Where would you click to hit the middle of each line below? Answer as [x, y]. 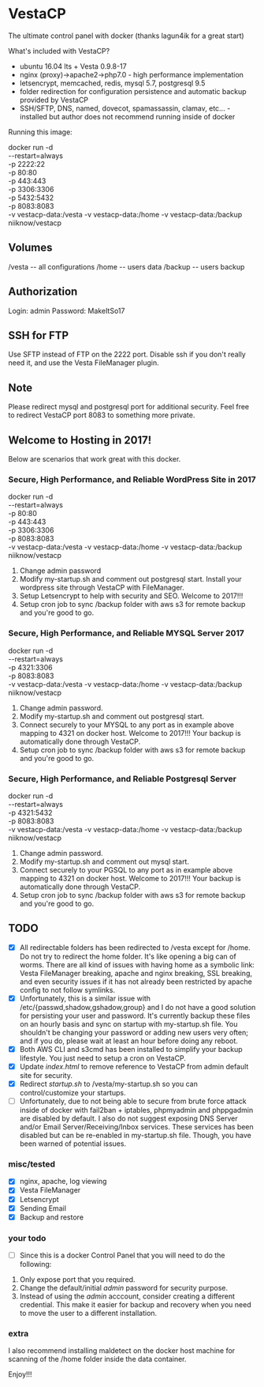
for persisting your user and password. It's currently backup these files [135, 1016]
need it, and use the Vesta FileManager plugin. [84, 363]
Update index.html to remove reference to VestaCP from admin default [134, 1066]
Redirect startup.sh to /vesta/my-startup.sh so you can [109, 1084]
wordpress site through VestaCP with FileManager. [102, 588]
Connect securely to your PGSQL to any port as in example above [126, 869]
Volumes [30, 248]
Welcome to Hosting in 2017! [80, 440]
